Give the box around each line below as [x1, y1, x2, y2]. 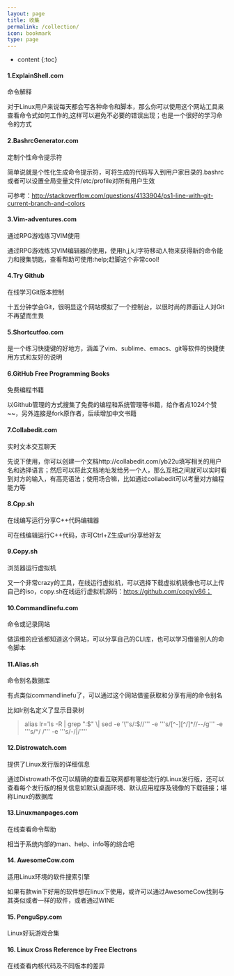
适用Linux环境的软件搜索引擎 [7, 872, 91, 880]
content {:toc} [17, 55, 58, 64]
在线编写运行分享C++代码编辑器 [7, 516, 100, 524]
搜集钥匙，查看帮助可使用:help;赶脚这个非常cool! [19, 255, 159, 263]
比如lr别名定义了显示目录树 [7, 706, 85, 714]
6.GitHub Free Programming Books [7, 369, 110, 378]
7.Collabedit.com [7, 425, 58, 434]
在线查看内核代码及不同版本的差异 [7, 961, 105, 970]
